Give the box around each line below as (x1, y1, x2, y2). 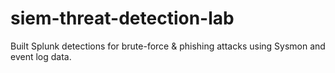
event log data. (10, 50, 72, 62)
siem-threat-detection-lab (10, 7, 235, 30)
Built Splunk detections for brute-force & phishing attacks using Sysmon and (10, 40, 326, 52)
